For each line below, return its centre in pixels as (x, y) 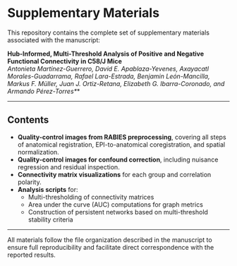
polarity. (29, 182)
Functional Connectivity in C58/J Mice (65, 61)
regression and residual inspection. (68, 167)
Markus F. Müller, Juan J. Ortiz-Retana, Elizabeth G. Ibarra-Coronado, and (116, 83)
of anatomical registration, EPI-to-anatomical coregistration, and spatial (121, 144)
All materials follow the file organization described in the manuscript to (110, 240)
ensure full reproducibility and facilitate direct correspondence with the (111, 247)
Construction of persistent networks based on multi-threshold (118, 212)
